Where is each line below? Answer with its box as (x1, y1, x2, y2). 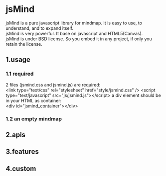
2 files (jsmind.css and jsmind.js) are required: (5, 82, 101, 88)
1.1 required (5, 71, 34, 78)
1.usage (5, 56, 30, 64)
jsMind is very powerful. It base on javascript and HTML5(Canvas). (5, 30, 143, 36)
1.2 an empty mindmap (5, 115, 62, 122)
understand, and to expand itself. (5, 25, 74, 31)
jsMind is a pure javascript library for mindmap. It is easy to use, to (5, 20, 143, 26)
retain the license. (5, 41, 43, 47)
